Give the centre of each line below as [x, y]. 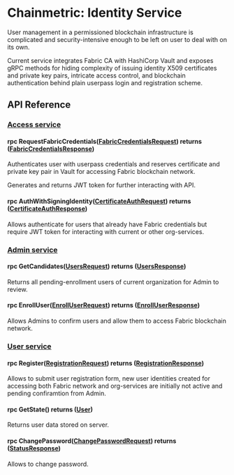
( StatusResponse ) [34, 448]
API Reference [39, 105]
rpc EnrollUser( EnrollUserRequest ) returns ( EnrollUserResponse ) [104, 305]
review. [17, 289]
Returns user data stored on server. [58, 425]
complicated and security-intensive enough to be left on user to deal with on [117, 39]
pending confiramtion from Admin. [57, 393]
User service [29, 346]
